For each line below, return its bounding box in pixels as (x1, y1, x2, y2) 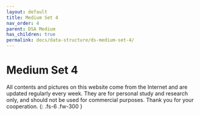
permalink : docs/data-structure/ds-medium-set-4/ (6, 37, 135, 43)
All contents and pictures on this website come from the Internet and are (6, 83, 188, 90)
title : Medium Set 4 (6, 15, 59, 21)
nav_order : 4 (6, 20, 40, 26)
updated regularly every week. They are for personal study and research (6, 89, 188, 97)
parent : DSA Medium (6, 26, 56, 32)
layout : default (6, 9, 47, 15)
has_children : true (6, 32, 56, 38)
